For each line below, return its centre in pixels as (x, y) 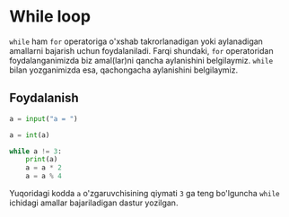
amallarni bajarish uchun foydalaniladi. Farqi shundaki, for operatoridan (141, 50)
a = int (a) (30, 135)
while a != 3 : (36, 151)
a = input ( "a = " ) (44, 118)
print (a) (42, 160)
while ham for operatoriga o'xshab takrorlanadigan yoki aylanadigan (136, 41)
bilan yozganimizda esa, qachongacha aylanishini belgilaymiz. (124, 70)
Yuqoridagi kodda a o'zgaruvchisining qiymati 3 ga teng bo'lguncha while (144, 193)
